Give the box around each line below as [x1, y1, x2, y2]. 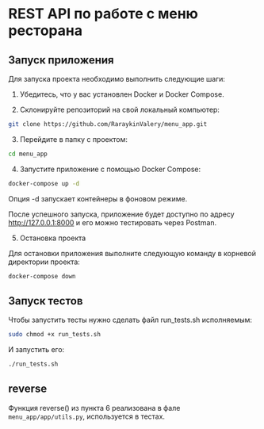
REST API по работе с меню [8, 5, 198, 23]
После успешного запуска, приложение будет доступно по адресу [8, 209, 235, 219]
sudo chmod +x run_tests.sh [8, 331, 101, 339]
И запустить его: [8, 345, 65, 354]
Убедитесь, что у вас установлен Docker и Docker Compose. [19, 90, 224, 99]
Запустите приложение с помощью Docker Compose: [19, 164, 201, 174]
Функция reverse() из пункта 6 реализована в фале [8, 403, 181, 412]
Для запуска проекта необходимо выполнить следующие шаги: [8, 75, 226, 83]
